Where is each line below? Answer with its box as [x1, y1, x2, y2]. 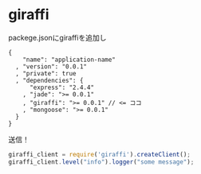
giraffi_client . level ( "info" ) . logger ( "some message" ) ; [8, 157, 195, 166]
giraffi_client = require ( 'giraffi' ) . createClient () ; [8, 150, 191, 158]
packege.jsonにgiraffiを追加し [8, 33, 107, 42]
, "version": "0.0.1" [15, 62, 88, 71]
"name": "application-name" [22, 56, 116, 64]
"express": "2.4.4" [29, 83, 94, 91]
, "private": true [15, 69, 77, 77]
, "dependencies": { [15, 76, 84, 84]
